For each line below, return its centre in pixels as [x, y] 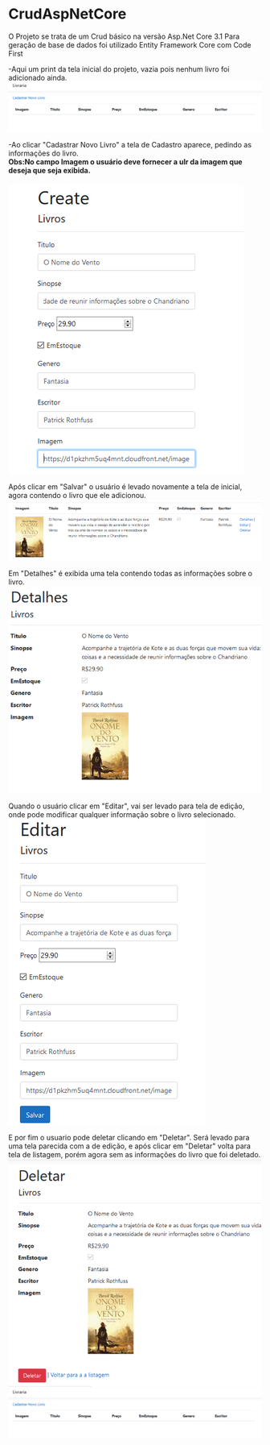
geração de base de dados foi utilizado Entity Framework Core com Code [130, 44]
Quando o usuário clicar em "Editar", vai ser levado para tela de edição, [127, 806]
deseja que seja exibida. [49, 170]
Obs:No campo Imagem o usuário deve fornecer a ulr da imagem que [125, 161]
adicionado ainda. [38, 77]
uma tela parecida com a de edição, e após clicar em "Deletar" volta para [130, 1146]
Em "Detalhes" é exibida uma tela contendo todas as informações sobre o [131, 573]
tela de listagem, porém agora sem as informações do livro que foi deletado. [135, 1154]
